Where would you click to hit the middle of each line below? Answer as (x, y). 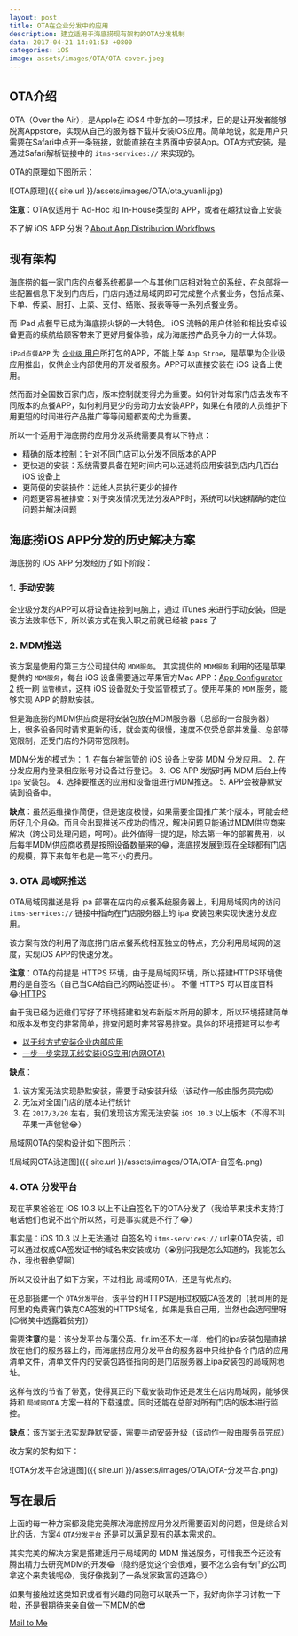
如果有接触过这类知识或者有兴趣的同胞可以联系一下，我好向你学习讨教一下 (145, 1594)
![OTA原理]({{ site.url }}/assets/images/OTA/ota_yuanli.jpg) (116, 191)
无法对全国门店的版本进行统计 (76, 1102)
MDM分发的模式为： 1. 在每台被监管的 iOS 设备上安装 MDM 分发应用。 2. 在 (147, 760)
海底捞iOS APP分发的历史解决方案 (102, 540)
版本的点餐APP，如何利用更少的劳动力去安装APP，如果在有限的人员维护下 (153, 405)
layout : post (33, 17)
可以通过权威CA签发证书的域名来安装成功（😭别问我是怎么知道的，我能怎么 (147, 1249)
